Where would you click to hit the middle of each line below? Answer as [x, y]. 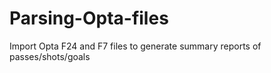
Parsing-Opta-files [89, 18]
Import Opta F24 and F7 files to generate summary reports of [135, 46]
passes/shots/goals [50, 56]
